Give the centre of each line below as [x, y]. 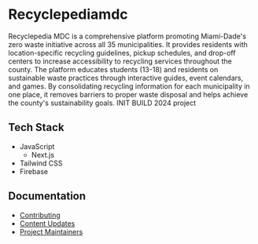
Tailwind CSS [41, 163]
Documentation [47, 197]
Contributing [40, 215]
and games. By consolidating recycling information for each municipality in [129, 86]
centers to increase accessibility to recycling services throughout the [120, 61]
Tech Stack [36, 127]
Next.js [43, 155]
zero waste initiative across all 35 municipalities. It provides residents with [128, 44]
